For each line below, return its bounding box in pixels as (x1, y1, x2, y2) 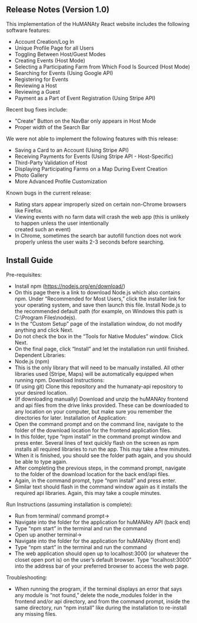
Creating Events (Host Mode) (14, 57, 85, 64)
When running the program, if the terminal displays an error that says (14, 585, 182, 592)
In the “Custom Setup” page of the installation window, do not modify (14, 320, 182, 327)
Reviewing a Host (14, 82, 57, 89)
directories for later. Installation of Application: (14, 414, 127, 421)
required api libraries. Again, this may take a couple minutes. (14, 489, 162, 496)
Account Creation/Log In (14, 38, 75, 45)
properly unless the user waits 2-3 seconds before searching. (14, 238, 165, 245)
